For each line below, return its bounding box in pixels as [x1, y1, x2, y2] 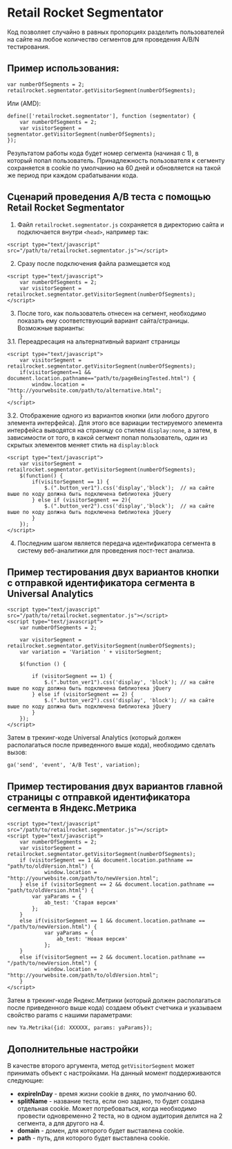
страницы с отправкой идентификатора [7, 791, 191, 803]
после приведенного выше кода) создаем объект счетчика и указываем [7, 1004, 222, 1012]
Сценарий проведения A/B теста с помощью [7, 191, 211, 203]
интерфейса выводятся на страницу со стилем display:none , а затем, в [7, 426, 217, 434]
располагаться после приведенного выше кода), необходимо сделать [7, 741, 215, 749]
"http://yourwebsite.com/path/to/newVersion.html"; [7, 875, 159, 882]
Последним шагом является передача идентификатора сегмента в [17, 539, 216, 547]
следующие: [7, 1076, 44, 1085]
